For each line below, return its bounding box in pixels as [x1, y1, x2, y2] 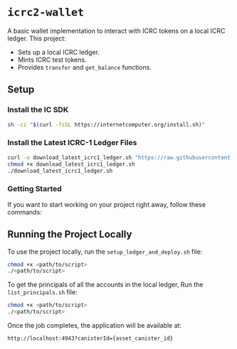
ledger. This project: [7, 34, 66, 43]
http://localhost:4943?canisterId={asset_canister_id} [7, 335, 174, 343]
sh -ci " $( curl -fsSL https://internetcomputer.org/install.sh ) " [7, 121, 205, 128]
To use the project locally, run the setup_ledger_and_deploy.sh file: [7, 247, 203, 256]
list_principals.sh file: [7, 288, 78, 296]
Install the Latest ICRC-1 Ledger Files [7, 138, 137, 148]
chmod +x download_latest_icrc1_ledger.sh [7, 161, 135, 168]
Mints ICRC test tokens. [17, 55, 87, 64]
